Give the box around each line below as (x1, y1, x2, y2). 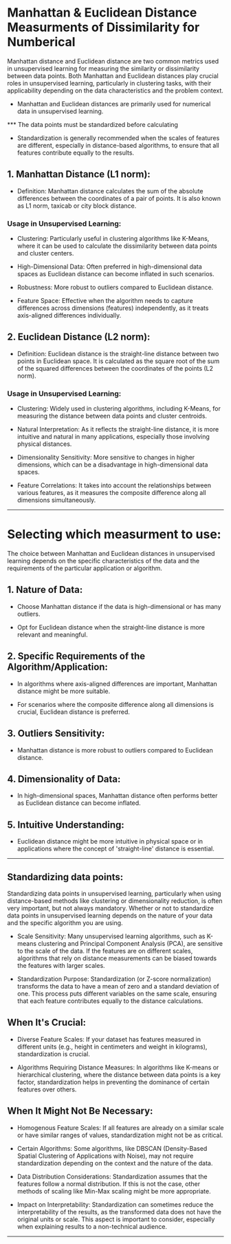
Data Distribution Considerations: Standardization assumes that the (16, 1172, 208, 1180)
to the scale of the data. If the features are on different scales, (16, 946, 193, 955)
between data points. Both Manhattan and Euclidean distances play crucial (7, 71, 219, 80)
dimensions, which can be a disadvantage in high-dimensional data (16, 460, 208, 469)
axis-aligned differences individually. (16, 311, 122, 320)
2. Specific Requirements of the (7, 650, 146, 662)
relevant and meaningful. (16, 630, 88, 639)
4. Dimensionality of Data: (7, 773, 121, 785)
